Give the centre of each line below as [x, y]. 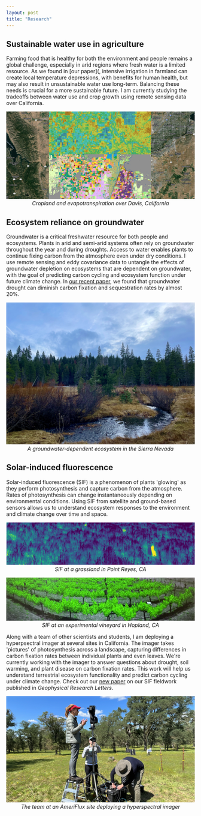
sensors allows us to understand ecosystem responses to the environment [98, 507]
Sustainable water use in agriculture [75, 44]
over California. [25, 103]
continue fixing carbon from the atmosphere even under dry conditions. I [96, 256]
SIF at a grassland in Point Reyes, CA [100, 569]
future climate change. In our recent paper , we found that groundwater [93, 281]
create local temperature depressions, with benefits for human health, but [97, 77]
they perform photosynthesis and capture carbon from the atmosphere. [94, 488]
